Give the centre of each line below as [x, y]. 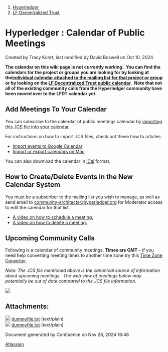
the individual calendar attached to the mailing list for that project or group [84, 78]
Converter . [16, 261]
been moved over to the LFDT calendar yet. [51, 93]
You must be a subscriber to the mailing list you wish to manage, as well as [82, 197]
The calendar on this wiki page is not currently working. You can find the [83, 67]
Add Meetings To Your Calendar [56, 109]
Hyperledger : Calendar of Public [75, 33]
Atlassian [15, 344]
